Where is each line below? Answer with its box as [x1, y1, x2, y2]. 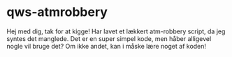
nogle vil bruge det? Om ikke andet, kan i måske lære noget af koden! [6, 42, 207, 50]
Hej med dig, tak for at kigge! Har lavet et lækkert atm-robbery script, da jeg [6, 27, 226, 35]
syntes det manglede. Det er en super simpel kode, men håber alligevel [6, 34, 212, 42]
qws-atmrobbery [6, 4, 108, 20]
